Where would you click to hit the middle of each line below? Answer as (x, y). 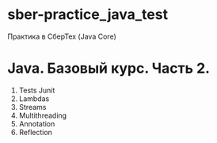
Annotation (37, 123)
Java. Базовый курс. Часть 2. (109, 68)
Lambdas (34, 98)
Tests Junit (37, 90)
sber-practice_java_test (88, 15)
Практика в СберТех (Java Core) (62, 36)
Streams (32, 107)
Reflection (36, 132)
